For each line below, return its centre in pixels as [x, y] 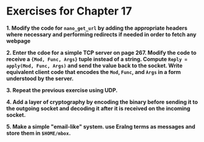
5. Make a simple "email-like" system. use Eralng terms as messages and [101, 126]
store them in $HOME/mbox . [39, 133]
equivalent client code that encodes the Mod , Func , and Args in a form [94, 72]
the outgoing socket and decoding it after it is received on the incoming [98, 108]
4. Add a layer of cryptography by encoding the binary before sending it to [102, 102]
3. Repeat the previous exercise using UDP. [62, 90]
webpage [19, 41]
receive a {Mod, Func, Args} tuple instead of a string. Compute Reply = [97, 59]
